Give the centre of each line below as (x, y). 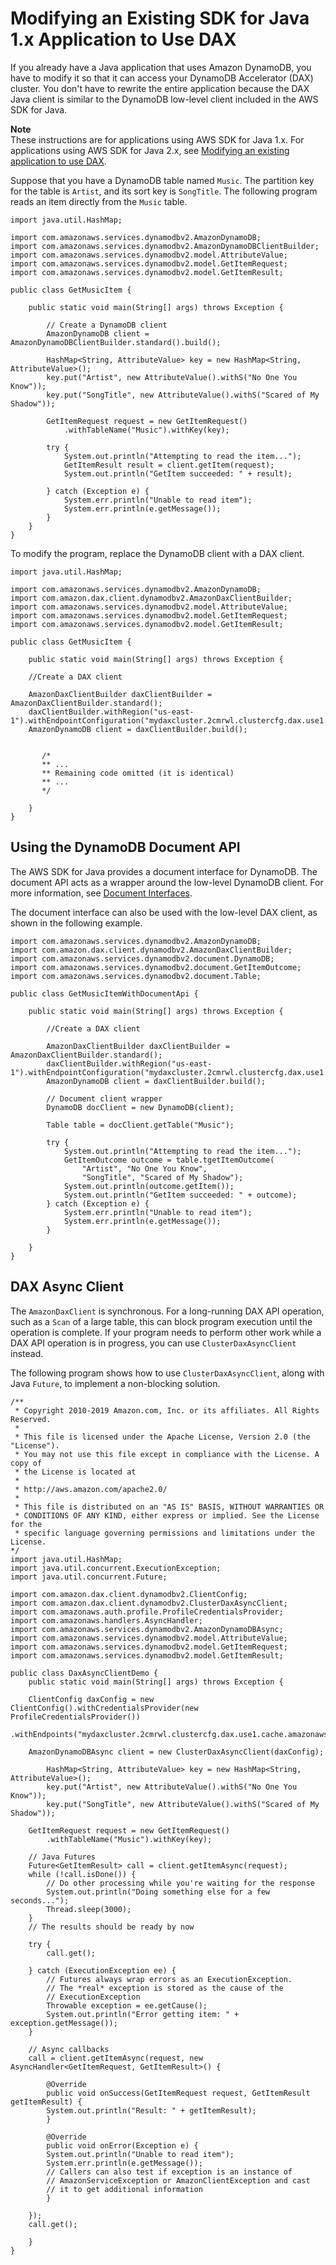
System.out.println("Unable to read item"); (140, 2154)
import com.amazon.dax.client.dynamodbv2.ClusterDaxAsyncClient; (149, 1603)
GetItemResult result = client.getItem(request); (169, 465)
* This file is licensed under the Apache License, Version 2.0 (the (162, 1437)
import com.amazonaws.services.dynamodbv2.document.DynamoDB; (142, 958)
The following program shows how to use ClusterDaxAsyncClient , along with (167, 1373)
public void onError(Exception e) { (122, 2145)
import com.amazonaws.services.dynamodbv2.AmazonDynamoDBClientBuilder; (165, 246)
